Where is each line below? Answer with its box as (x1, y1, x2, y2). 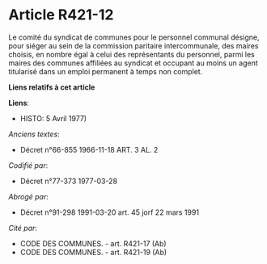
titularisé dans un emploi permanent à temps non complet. (8, 66, 203, 76)
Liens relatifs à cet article (8, 82, 95, 92)
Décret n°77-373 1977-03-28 (19, 176, 118, 186)
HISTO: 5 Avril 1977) (19, 113, 87, 123)
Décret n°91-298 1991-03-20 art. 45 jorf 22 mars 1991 (19, 207, 200, 217)
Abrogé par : (8, 191, 49, 201)
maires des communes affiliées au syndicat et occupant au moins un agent (8, 58, 259, 68)
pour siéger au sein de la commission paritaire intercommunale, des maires (8, 40, 259, 50)
